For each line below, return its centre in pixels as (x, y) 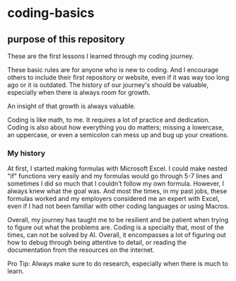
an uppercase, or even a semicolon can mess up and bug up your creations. (118, 135)
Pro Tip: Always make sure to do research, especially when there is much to (118, 264)
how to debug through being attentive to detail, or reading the (97, 243)
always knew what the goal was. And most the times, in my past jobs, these (117, 191)
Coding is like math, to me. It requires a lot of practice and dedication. (109, 120)
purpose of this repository (66, 39)
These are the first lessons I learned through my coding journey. (101, 56)
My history (26, 153)
